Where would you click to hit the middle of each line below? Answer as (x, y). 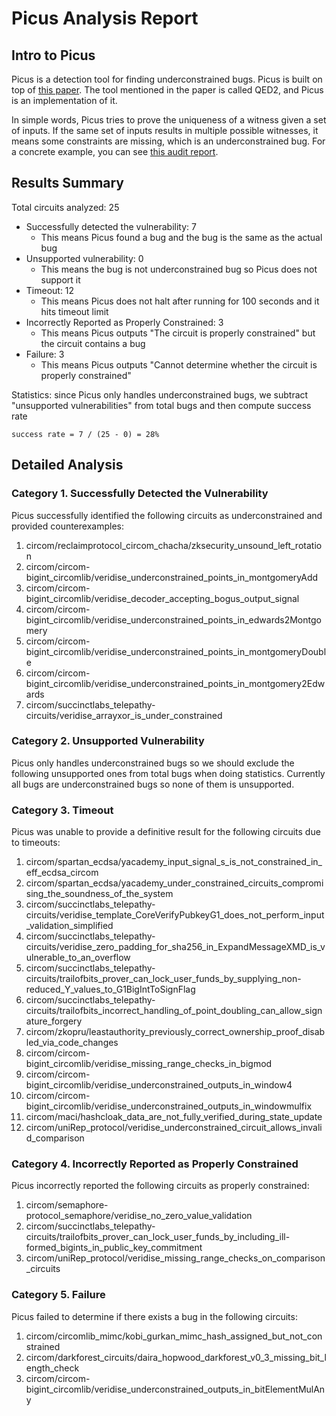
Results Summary (68, 183)
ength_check (52, 1368)
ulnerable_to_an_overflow (78, 958)
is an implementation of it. (64, 100)
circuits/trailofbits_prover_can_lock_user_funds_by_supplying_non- (163, 979)
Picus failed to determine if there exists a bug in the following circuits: (154, 1316)
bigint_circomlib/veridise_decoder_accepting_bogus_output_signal (162, 598)
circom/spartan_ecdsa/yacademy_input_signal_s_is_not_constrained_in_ (174, 862)
